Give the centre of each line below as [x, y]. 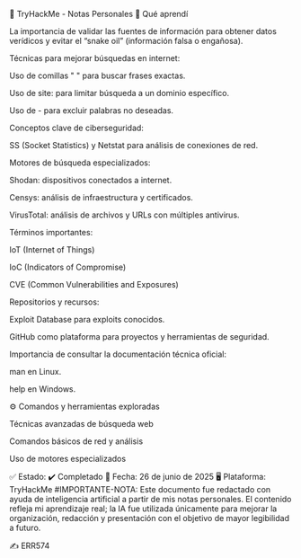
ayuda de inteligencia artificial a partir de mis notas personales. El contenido [150, 499]
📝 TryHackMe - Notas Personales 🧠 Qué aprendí [99, 14]
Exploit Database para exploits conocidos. [87, 319]
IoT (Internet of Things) [52, 250]
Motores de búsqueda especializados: [80, 163]
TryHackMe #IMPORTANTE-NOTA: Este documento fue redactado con [140, 489]
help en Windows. [43, 389]
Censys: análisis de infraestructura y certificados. [101, 197]
